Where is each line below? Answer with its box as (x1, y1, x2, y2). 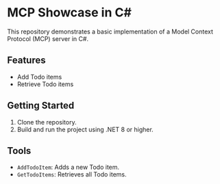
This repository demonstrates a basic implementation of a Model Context (7, 27, 214, 36)
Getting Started (7, 100, 75, 111)
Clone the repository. (16, 118, 77, 126)
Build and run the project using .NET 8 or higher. (16, 125, 154, 133)
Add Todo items (16, 73, 62, 81)
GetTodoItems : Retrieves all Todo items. (16, 170, 127, 179)
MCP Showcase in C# (7, 5, 132, 21)
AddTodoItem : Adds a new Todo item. (16, 163, 120, 172)
